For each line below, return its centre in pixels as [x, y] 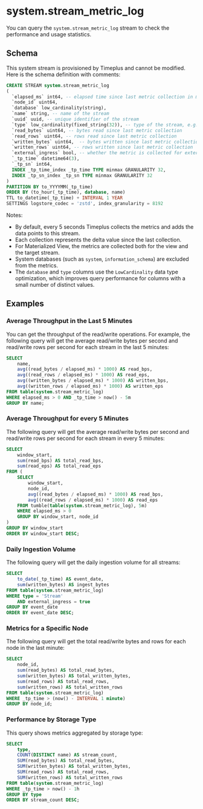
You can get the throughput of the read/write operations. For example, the [98, 334]
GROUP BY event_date [32, 607]
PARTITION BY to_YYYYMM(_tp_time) [50, 187]
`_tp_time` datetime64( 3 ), [46, 159]
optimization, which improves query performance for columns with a [100, 278]
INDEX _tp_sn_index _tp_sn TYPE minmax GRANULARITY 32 [82, 175]
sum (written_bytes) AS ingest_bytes [63, 585]
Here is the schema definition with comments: [63, 74]
